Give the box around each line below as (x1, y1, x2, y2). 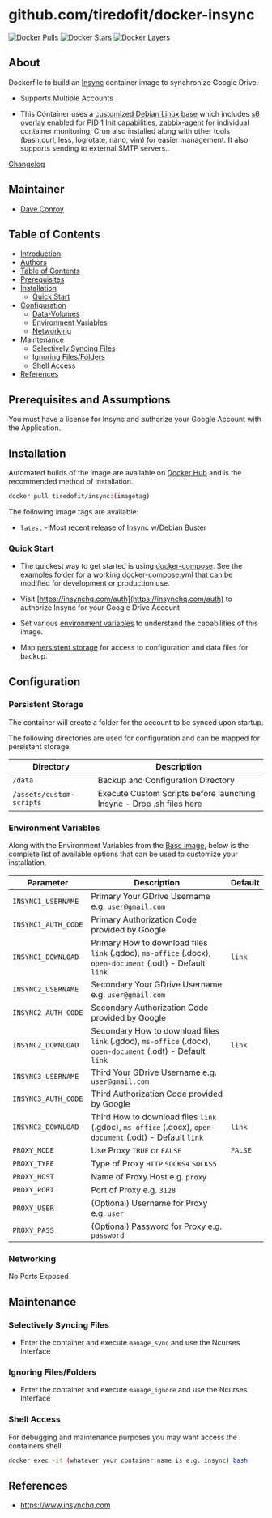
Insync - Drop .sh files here (97, 798, 202, 809)
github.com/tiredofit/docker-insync (8, 6, 255, 24)
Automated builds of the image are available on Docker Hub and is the (8, 468, 242, 477)
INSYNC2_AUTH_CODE (12, 1008, 83, 1017)
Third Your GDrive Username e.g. (91, 1067, 217, 1078)
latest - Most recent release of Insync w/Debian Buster (19, 522, 206, 532)
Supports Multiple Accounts (19, 93, 113, 103)
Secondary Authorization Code (91, 1002, 209, 1013)
